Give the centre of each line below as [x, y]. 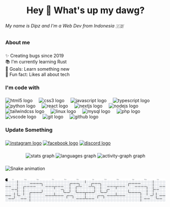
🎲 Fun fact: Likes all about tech [38, 74]
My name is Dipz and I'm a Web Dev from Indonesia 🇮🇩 [64, 26]
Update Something [29, 130]
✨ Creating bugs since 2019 [35, 55]
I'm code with [22, 87]
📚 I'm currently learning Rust [36, 62]
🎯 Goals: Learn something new [37, 69]
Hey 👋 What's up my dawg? [86, 10]
